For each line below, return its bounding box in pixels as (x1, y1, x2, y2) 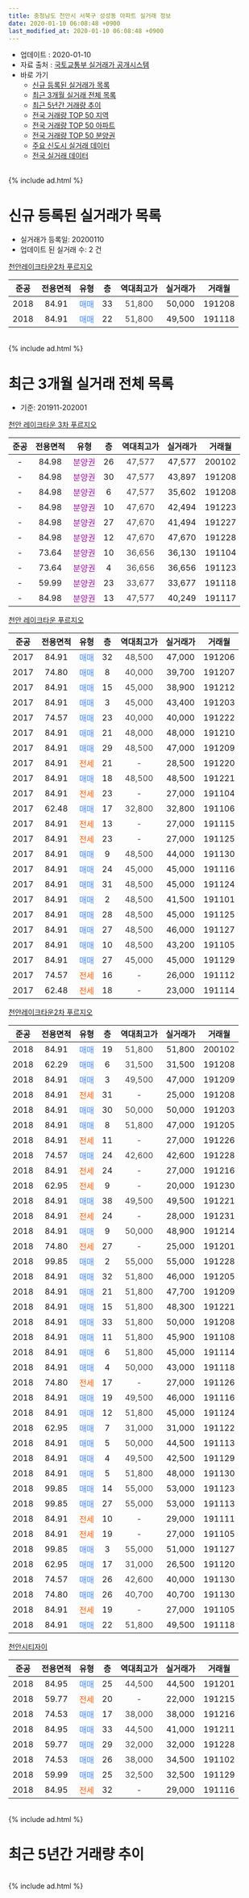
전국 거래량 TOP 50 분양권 (31, 131, 115, 141)
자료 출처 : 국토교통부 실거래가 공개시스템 (19, 60, 150, 69)
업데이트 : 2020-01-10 (19, 50, 91, 60)
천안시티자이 (8, 1642, 48, 1652)
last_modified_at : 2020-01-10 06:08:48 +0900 (8, 27, 164, 35)
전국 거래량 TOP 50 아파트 (31, 120, 115, 130)
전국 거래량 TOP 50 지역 (31, 111, 109, 120)
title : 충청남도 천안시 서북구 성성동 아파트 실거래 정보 (8, 11, 172, 20)
